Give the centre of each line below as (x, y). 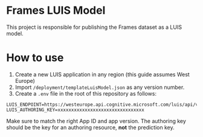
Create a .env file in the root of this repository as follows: (86, 93)
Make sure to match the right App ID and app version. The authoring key (96, 121)
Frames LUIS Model (56, 11)
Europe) (25, 81)
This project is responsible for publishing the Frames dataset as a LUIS (94, 27)
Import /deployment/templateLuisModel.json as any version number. (100, 87)
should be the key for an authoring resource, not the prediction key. (90, 127)
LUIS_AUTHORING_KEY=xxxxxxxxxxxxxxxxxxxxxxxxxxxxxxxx (76, 110)
